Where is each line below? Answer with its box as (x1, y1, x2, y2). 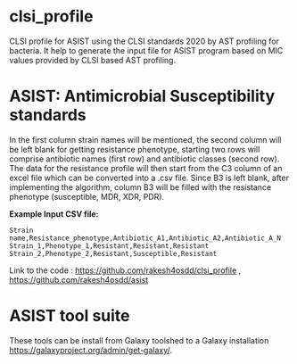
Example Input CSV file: (9, 208, 99, 219)
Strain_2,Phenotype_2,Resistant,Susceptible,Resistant (9, 249, 218, 258)
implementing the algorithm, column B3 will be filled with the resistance (9, 181, 272, 193)
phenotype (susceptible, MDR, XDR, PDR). (9, 191, 165, 202)
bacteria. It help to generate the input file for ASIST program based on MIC (9, 45, 284, 55)
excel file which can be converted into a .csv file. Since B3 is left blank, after (9, 172, 290, 183)
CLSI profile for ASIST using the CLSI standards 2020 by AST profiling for (9, 36, 279, 46)
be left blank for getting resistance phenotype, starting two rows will (9, 144, 260, 154)
